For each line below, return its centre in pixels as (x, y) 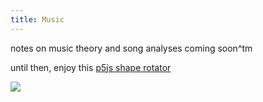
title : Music (37, 19)
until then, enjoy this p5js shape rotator (91, 67)
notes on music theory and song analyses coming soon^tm (131, 48)
